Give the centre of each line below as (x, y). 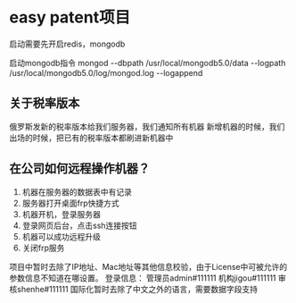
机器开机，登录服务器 (61, 214)
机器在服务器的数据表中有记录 (77, 191)
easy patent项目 (70, 17)
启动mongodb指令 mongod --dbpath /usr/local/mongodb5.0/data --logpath (148, 63)
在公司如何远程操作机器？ (79, 168)
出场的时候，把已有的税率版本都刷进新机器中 (91, 138)
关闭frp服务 (43, 248)
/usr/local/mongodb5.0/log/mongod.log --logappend (106, 72)
